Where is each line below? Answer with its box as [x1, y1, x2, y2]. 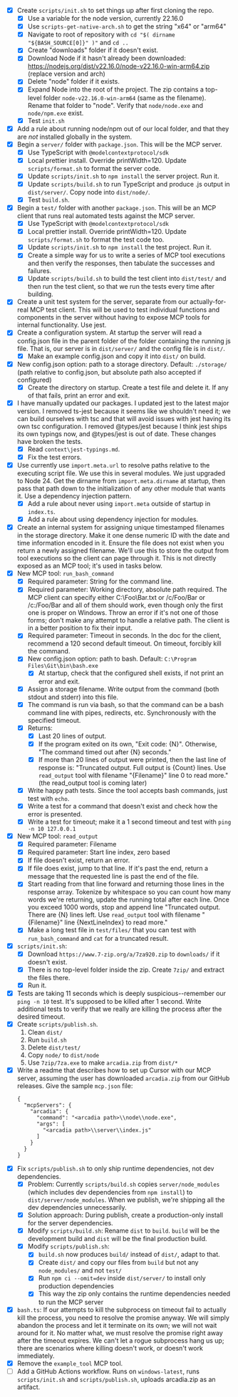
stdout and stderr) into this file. [27, 693, 119, 701]
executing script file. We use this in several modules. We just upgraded [16, 468, 226, 478]
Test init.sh [27, 116, 65, 124]
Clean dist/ [27, 1027, 63, 1036]
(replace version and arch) [27, 69, 106, 78]
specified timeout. [27, 716, 81, 724]
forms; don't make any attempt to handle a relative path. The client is [27, 616, 230, 625]
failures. [27, 267, 52, 275]
